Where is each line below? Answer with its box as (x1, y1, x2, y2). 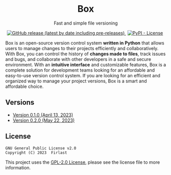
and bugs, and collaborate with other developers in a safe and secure (5, 56, 152, 62)
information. (5, 164, 31, 170)
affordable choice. (5, 83, 44, 90)
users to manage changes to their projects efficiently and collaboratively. (5, 45, 159, 51)
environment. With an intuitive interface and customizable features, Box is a (5, 61, 166, 68)
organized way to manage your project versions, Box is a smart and (5, 78, 147, 84)
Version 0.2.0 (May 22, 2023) (12, 117, 75, 123)
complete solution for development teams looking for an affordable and (5, 67, 155, 73)
